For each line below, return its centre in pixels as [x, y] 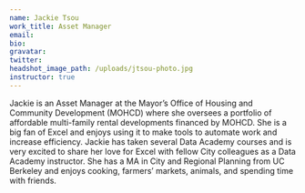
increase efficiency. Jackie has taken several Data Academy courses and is [151, 141]
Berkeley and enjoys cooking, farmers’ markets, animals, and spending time [152, 170]
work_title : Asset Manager [61, 26]
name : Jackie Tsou [44, 18]
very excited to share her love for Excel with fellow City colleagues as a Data [152, 151]
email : [22, 35]
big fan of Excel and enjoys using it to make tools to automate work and [143, 132]
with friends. [33, 180]
